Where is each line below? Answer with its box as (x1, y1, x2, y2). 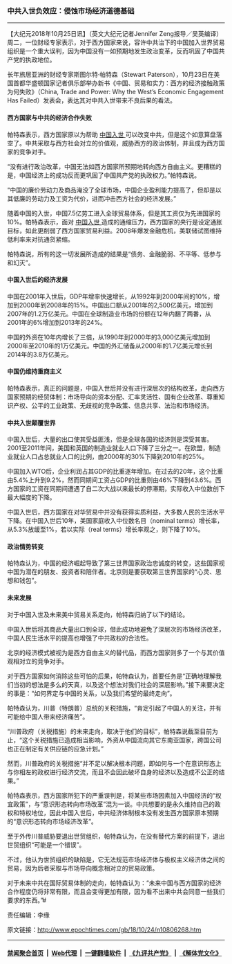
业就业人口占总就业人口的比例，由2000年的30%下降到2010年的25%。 (7, 452, 209, 461)
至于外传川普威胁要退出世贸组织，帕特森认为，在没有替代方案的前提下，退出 (7, 832, 225, 840)
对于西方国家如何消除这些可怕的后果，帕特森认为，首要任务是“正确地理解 (7, 672, 216, 680)
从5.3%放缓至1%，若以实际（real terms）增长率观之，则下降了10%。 (7, 525, 204, 534)
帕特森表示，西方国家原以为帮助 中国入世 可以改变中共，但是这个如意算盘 (7, 130, 216, 139)
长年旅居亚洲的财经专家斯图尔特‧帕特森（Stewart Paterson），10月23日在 (7, 71, 214, 79)
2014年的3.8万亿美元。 (7, 350, 72, 358)
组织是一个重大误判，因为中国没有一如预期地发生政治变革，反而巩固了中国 (7, 47, 219, 55)
